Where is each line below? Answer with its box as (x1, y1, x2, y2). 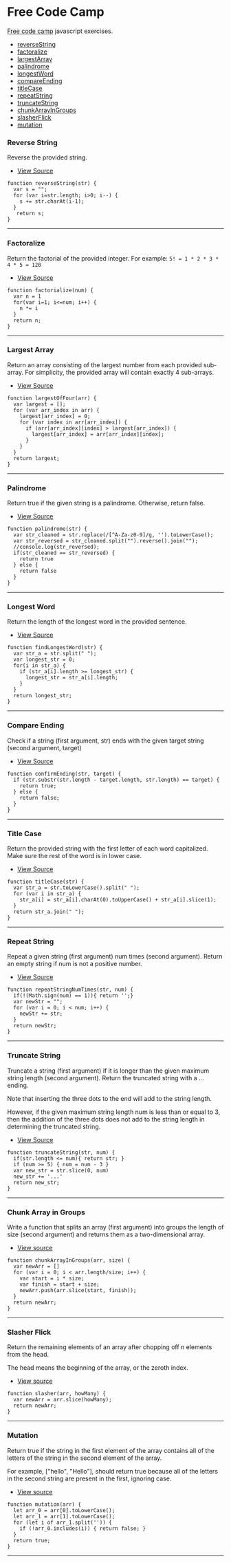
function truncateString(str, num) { (7, 1149, 115, 1156)
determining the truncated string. (7, 1122, 101, 1130)
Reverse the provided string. (7, 153, 88, 162)
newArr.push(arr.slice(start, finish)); (19, 1287, 137, 1293)
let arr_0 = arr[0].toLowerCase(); (13, 1507, 115, 1513)
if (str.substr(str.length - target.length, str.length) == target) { (13, 776, 220, 783)
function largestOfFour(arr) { (7, 395, 97, 402)
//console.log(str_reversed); (13, 544, 100, 551)
